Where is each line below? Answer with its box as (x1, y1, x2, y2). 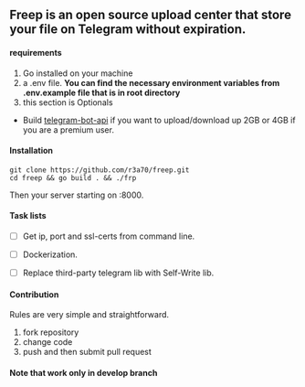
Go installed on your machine (22, 68, 133, 79)
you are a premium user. (22, 124, 114, 135)
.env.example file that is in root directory (22, 87, 181, 98)
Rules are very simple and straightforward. (9, 309, 170, 320)
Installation (9, 145, 53, 156)
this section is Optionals (22, 96, 113, 108)
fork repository (22, 327, 79, 338)
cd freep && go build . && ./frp (9, 173, 137, 182)
